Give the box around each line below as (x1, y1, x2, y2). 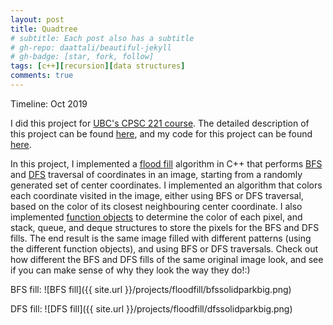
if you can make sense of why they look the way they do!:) (10, 264, 251, 276)
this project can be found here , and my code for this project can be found (10, 127, 313, 140)
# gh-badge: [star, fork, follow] (10, 52, 155, 62)
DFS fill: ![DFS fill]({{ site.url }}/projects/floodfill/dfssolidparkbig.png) (10, 302, 293, 315)
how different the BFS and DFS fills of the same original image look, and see (10, 253, 324, 265)
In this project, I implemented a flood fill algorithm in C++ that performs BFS (10, 157, 323, 170)
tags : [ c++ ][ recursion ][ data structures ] (10, 61, 186, 71)
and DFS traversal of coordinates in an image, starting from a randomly (10, 168, 303, 180)
